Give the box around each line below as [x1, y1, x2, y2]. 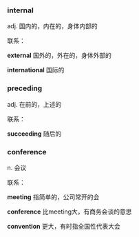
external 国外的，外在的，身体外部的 [7, 51, 112, 60]
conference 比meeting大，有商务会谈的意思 [7, 207, 132, 216]
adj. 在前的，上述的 [7, 100, 62, 108]
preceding [7, 83, 43, 93]
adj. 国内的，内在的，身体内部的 [7, 22, 98, 30]
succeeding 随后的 [7, 130, 62, 138]
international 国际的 [7, 66, 65, 74]
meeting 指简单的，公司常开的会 [7, 192, 100, 201]
